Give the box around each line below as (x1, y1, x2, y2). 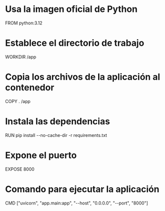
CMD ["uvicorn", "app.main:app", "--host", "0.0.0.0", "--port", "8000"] (5, 200, 148, 206)
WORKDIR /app (5, 54, 36, 60)
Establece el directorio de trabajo (5, 37, 145, 49)
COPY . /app (5, 98, 31, 104)
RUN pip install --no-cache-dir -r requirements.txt (5, 132, 108, 138)
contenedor (5, 82, 55, 93)
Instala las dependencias (5, 116, 110, 127)
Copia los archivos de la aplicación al (5, 71, 160, 83)
